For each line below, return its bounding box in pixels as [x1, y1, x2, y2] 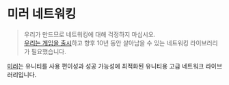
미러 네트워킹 [7, 6, 77, 22]
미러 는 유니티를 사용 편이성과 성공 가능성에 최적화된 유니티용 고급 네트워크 [7, 62, 204, 70]
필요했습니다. [31, 47, 66, 56]
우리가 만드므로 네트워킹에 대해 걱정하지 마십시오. [23, 30, 156, 38]
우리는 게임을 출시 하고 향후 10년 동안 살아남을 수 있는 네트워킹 [23, 38, 189, 47]
